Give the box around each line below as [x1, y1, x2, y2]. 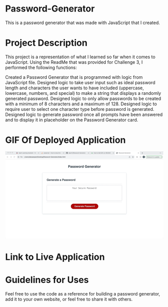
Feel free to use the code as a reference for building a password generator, [5, 290, 160, 296]
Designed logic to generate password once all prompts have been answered [5, 111, 163, 117]
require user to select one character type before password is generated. [5, 106, 154, 112]
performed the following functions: [5, 64, 77, 70]
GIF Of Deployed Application [5, 134, 126, 146]
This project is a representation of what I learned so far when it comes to [5, 54, 155, 60]
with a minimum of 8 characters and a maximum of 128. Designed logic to [5, 101, 157, 107]
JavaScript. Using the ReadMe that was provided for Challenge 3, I [5, 59, 143, 65]
